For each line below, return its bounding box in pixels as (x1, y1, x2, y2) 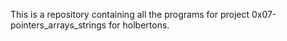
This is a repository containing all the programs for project (10, 9, 250, 20)
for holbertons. (108, 19, 170, 31)
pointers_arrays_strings (10, 19, 107, 31)
